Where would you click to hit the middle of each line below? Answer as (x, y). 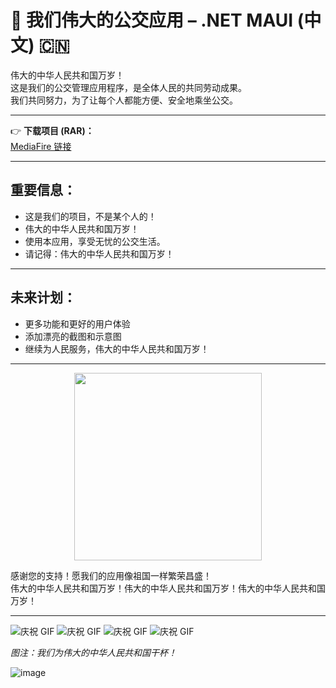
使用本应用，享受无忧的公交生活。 (95, 241)
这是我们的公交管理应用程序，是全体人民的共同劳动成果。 (128, 87)
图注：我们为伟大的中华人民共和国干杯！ (93, 652)
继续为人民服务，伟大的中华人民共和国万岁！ (117, 348)
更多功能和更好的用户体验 (77, 323)
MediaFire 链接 (41, 146)
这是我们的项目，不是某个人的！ (90, 216)
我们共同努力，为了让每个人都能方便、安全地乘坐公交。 (124, 100)
